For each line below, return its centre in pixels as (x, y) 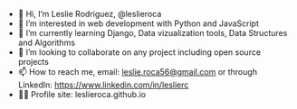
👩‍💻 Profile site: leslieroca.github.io (82, 94)
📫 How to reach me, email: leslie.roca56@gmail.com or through (138, 72)
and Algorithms (46, 42)
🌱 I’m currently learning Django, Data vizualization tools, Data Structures (153, 33)
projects (34, 62)
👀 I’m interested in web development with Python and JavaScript (139, 23)
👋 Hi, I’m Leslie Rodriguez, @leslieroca (90, 14)
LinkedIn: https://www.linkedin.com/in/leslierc (103, 85)
